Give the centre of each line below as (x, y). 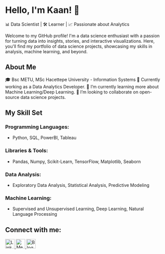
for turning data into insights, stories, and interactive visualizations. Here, (80, 41)
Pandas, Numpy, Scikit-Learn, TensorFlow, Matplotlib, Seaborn (77, 162)
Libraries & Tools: (27, 151)
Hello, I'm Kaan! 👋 (42, 10)
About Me (21, 67)
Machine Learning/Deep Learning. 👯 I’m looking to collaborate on (72, 92)
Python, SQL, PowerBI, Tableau (44, 138)
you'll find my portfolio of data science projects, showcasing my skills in (79, 46)
